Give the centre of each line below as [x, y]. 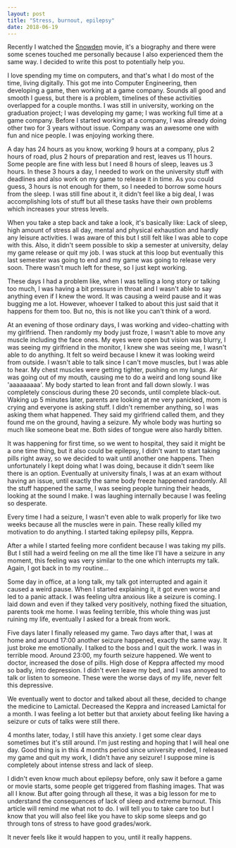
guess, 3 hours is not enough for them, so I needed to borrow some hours [114, 187]
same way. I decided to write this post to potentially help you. [96, 62]
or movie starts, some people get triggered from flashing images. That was [116, 786]
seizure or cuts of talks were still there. [64, 721]
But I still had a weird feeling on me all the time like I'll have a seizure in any [116, 553]
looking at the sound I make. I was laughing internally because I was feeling [117, 496]
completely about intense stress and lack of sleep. [80, 765]
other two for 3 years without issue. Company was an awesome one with [113, 128]
